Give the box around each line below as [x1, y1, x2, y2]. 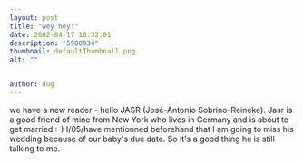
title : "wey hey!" [9, 22, 79, 31]
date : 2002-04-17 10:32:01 [9, 30, 112, 39]
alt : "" [9, 55, 39, 64]
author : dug [9, 80, 54, 89]
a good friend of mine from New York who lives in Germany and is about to [9, 114, 289, 125]
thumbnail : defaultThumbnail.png [9, 47, 136, 56]
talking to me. [9, 142, 61, 154]
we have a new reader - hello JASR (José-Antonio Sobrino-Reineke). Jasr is [9, 104, 293, 115]
